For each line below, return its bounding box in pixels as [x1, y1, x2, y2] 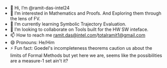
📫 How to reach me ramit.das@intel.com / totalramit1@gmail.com [10, 32, 146, 38]
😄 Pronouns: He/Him [10, 40, 55, 45]
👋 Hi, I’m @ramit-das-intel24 [10, 5, 70, 11]
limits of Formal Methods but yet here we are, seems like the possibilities [10, 52, 162, 58]
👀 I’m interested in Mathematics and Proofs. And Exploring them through [10, 10, 161, 16]
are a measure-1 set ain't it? [10, 58, 69, 63]
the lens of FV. [10, 16, 41, 21]
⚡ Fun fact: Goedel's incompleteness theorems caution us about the [10, 45, 152, 51]
